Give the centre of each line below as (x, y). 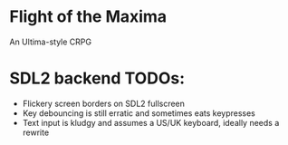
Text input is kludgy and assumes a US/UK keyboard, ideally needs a (151, 122)
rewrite (36, 132)
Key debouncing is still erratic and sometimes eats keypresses (139, 113)
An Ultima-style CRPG (51, 42)
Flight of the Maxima (88, 17)
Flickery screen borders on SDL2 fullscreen (104, 103)
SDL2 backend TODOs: (97, 78)
